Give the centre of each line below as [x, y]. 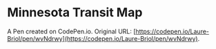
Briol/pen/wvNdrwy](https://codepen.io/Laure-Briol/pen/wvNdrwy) [102, 38]
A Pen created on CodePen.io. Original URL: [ [71, 31]
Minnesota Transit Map [75, 13]
